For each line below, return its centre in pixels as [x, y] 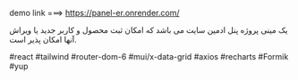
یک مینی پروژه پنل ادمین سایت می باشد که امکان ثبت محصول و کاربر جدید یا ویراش [149, 30]
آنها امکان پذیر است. [43, 40]
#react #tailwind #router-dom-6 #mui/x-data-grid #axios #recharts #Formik [149, 56]
